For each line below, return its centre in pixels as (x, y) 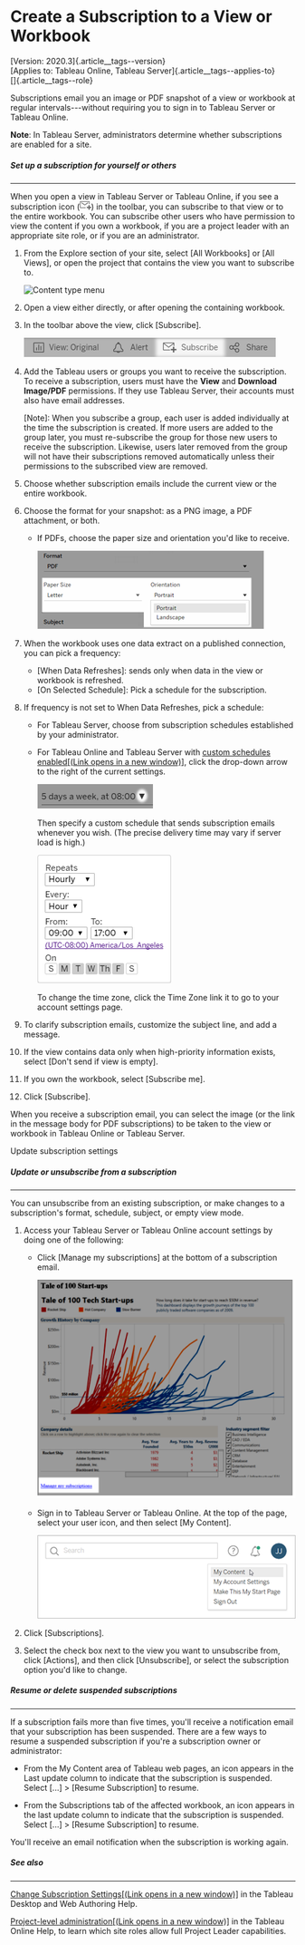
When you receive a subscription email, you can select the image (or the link (152, 1114)
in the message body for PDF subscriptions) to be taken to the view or (141, 1123)
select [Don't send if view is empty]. (91, 1061)
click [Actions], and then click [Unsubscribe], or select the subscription (156, 1660)
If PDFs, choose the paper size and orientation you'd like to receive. (163, 537)
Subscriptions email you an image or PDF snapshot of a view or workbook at (153, 98)
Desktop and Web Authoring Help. (74, 1903)
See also (27, 1863)
